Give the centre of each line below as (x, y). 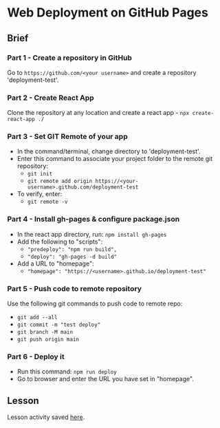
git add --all (37, 318)
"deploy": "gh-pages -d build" (72, 257)
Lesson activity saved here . (46, 417)
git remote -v (47, 202)
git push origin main (48, 340)
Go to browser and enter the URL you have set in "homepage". (106, 379)
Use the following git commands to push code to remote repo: (95, 303)
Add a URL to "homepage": (55, 264)
